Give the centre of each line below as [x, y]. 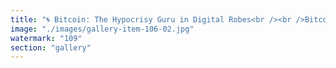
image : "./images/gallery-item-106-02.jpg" [102, 29]
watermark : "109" [46, 38]
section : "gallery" [51, 47]
